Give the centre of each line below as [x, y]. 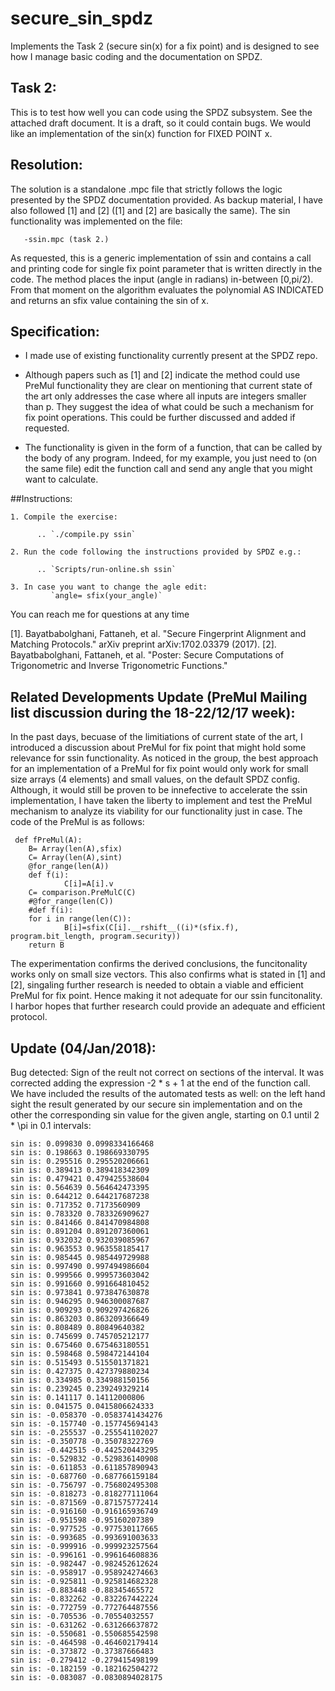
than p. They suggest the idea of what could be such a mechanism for [169, 407]
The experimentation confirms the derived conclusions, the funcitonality [159, 964]
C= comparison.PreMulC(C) [82, 893]
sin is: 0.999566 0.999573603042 [80, 1275]
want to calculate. [61, 479]
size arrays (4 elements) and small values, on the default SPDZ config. [155, 779]
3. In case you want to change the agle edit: [109, 587]
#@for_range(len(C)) [71, 902]
